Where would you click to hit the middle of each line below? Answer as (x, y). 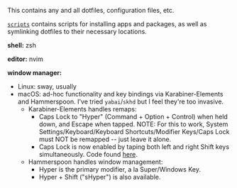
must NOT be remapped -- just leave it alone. (105, 139)
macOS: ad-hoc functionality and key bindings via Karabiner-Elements (120, 94)
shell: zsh (22, 45)
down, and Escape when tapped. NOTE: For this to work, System (133, 124)
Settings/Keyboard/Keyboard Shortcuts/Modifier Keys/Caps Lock (134, 132)
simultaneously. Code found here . (88, 154)
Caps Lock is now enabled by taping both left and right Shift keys (134, 147)
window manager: (35, 73)
